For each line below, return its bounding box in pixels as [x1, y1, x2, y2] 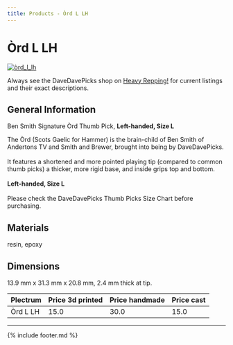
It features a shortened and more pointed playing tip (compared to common [7, 157, 223, 166]
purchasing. [7, 202, 42, 210]
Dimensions [7, 260, 60, 272]
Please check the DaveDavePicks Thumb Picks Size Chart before [7, 195, 193, 203]
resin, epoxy [7, 240, 43, 249]
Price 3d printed [48, 295, 103, 305]
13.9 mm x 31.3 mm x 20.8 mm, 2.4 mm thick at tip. [7, 278, 153, 287]
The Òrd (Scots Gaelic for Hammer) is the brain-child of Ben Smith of [7, 136, 205, 144]
